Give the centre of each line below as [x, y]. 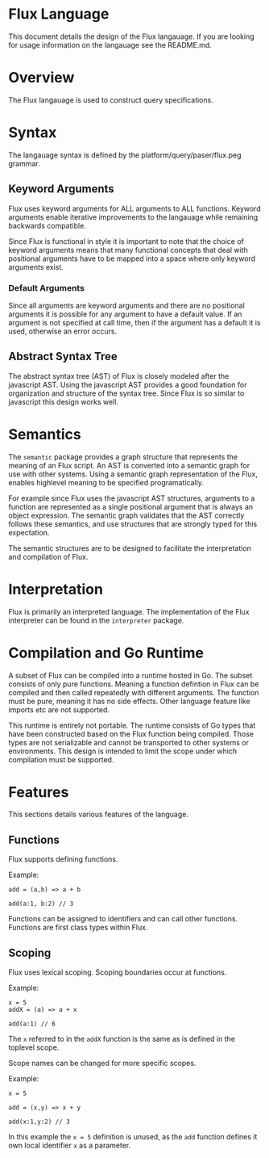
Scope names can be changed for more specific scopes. [102, 1064]
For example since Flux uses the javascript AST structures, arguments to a [132, 498]
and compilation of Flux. [48, 556]
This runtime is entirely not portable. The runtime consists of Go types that [132, 725]
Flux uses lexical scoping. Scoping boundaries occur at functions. [118, 972]
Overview [41, 78]
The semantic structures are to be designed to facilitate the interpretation [130, 548]
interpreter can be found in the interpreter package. [96, 620]
